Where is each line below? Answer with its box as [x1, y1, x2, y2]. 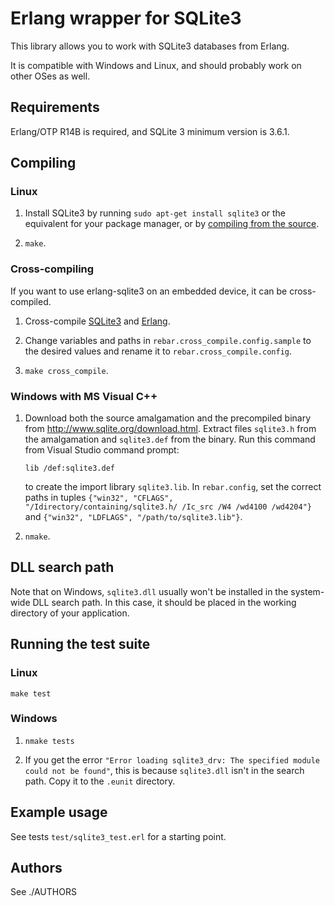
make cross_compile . [24, 364, 109, 376]
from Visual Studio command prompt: [24, 444, 180, 456]
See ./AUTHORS [10, 886, 77, 898]
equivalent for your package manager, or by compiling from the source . [24, 218, 320, 230]
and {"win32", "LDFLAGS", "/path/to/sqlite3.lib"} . [24, 511, 243, 523]
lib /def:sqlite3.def [24, 463, 115, 474]
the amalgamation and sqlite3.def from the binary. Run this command [24, 433, 316, 446]
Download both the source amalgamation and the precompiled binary [24, 412, 312, 424]
